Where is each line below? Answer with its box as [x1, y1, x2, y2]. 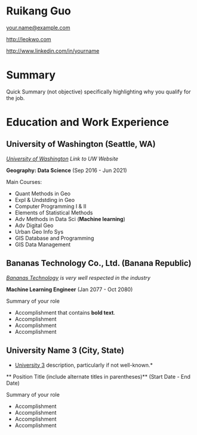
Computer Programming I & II [14, 203, 87, 210]
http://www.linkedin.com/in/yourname [6, 47, 100, 55]
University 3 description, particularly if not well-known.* [14, 361, 153, 368]
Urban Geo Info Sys [14, 228, 64, 235]
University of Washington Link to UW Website [6, 155, 118, 162]
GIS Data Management [14, 241, 70, 248]
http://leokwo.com [6, 35, 52, 43]
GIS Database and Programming [14, 234, 94, 241]
